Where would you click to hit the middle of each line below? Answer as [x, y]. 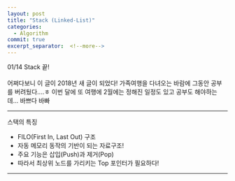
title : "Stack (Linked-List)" [51, 20]
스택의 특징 [22, 122]
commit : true [26, 40]
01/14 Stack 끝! [29, 67]
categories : [24, 27]
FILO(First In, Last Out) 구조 [57, 137]
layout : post [26, 14]
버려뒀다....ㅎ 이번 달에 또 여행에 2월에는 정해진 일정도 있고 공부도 [104, 92]
